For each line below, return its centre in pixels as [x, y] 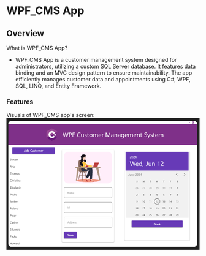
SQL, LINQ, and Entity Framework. [58, 86]
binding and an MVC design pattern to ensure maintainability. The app [104, 73]
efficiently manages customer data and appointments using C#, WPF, [103, 79]
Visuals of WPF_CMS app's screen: [51, 115]
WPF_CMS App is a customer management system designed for [96, 60]
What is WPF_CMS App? [37, 48]
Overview [25, 33]
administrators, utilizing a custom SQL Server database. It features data [105, 66]
